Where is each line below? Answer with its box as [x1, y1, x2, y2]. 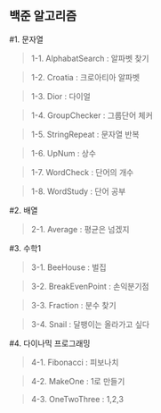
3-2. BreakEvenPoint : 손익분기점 [30, 281, 149, 291]
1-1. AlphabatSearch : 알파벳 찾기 [30, 53, 149, 63]
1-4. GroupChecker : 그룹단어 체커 [30, 110, 153, 121]
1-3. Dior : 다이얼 [30, 90, 91, 101]
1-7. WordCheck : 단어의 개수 [30, 166, 134, 177]
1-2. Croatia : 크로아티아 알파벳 [30, 72, 141, 82]
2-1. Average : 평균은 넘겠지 [30, 223, 130, 234]
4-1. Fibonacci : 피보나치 [30, 357, 119, 367]
